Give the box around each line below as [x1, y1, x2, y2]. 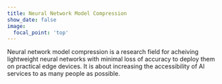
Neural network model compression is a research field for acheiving [7, 48, 199, 56]
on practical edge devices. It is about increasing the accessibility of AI [7, 62, 206, 70]
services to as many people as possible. [7, 70, 121, 78]
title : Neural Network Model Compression [7, 10, 127, 17]
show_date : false [7, 16, 57, 23]
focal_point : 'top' [13, 29, 69, 36]
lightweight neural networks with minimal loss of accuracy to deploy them [7, 55, 215, 64]
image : [7, 23, 26, 29]
